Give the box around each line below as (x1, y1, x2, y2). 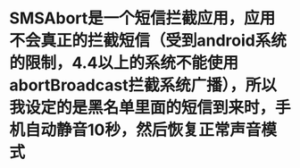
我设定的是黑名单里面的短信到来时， (9, 97, 276, 118)
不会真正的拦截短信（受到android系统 (9, 30, 287, 51)
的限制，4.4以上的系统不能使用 (9, 53, 239, 73)
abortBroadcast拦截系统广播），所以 (9, 75, 277, 96)
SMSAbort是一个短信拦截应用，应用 (9, 8, 276, 29)
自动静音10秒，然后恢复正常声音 (25, 120, 262, 140)
